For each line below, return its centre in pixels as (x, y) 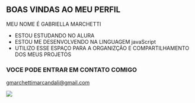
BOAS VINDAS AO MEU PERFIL (63, 10)
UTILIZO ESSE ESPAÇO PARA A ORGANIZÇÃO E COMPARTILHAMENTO (102, 48)
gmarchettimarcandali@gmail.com (48, 83)
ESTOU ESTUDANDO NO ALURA (55, 36)
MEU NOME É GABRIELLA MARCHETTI (54, 24)
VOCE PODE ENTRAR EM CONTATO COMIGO (72, 69)
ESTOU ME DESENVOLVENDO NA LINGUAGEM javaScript (85, 41)
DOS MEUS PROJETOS (43, 54)
